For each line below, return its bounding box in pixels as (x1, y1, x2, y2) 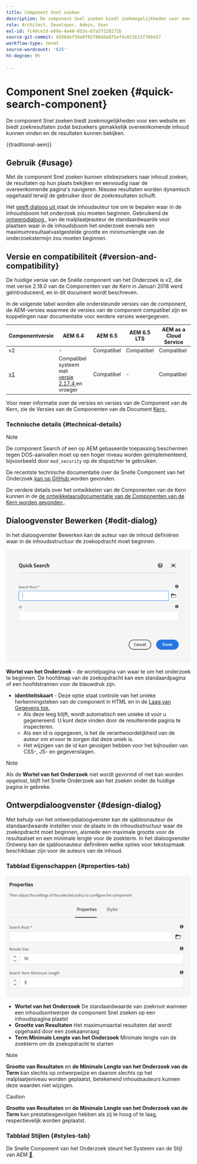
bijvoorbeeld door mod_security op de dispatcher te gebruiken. (6, 457, 158, 464)
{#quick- (130, 85, 174, 98)
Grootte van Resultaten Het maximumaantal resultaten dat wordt (14, 1021, 172, 1028)
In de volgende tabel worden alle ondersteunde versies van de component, (6, 300, 188, 308)
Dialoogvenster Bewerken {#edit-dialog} (6, 516, 158, 526)
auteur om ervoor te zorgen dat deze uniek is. (23, 735, 134, 742)
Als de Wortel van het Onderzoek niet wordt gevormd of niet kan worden (6, 771, 184, 778)
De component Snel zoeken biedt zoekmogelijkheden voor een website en (6, 117, 186, 124)
